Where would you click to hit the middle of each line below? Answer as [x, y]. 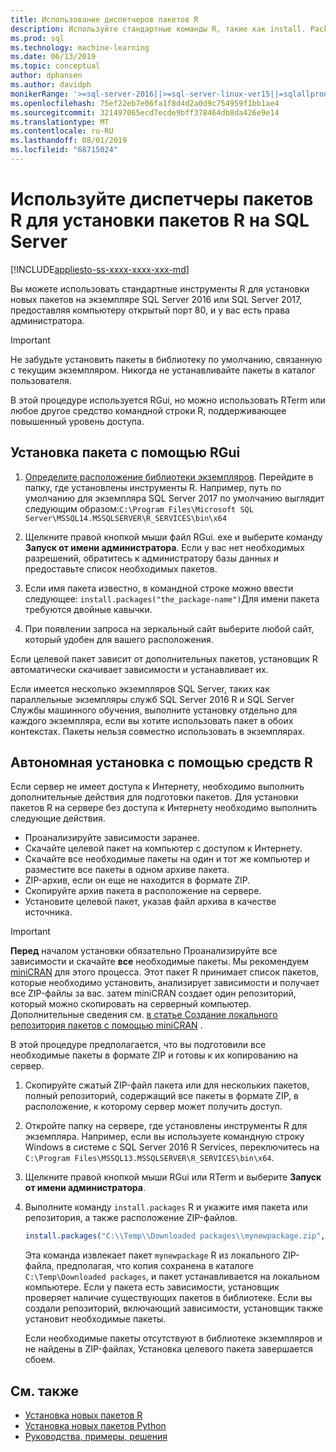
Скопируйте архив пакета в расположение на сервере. [143, 891]
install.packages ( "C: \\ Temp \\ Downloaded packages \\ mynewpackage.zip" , [175, 1236]
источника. [48, 912]
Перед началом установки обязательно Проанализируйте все [144, 951]
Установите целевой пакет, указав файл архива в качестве [150, 902]
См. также [45, 1391]
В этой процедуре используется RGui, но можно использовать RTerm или [168, 400]
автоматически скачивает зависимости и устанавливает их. [139, 669]
